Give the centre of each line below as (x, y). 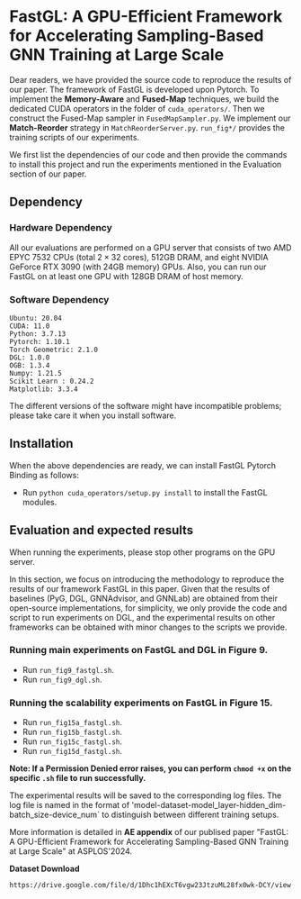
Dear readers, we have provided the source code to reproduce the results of (150, 79)
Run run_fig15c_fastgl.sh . (72, 741)
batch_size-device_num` (55, 815)
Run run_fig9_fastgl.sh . (68, 669)
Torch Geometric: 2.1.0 (54, 350)
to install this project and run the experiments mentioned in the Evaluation (146, 164)
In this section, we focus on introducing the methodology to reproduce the (147, 579)
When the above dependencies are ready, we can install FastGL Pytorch (143, 465)
